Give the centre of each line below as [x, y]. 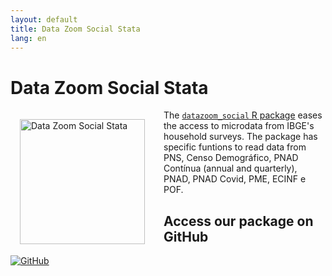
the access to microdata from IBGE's [239, 126]
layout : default [44, 19]
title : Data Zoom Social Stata [75, 29]
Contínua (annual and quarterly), [230, 168]
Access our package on [238, 221]
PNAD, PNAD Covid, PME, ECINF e [235, 179]
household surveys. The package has [240, 137]
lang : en [28, 38]
